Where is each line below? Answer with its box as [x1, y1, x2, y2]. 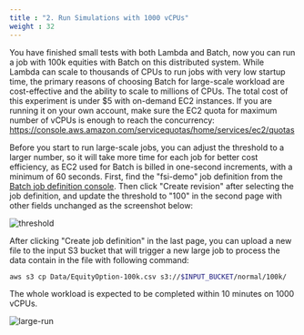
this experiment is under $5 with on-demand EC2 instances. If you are [9, 95, 273, 106]
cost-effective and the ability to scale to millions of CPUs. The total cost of [9, 86, 289, 96]
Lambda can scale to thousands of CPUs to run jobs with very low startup [9, 66, 286, 77]
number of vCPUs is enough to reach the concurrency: [9, 115, 216, 126]
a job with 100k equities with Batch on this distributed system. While [9, 56, 265, 67]
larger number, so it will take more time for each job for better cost [9, 151, 258, 162]
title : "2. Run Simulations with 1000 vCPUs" [9, 13, 189, 23]
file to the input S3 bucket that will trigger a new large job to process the [9, 245, 280, 256]
